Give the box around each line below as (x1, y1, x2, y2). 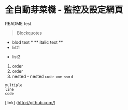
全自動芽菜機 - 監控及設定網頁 (5, 4, 123, 15)
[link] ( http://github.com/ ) (5, 99, 56, 105)
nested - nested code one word (12, 73, 73, 79)
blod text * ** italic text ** (12, 39, 63, 45)
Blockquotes (16, 30, 42, 36)
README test (5, 20, 31, 27)
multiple (5, 82, 23, 87)
